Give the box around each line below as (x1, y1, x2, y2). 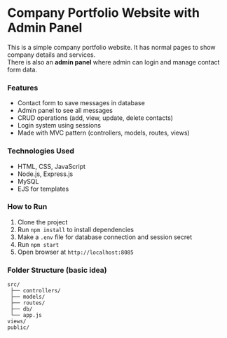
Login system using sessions (17, 121, 102, 130)
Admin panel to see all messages (17, 107, 113, 115)
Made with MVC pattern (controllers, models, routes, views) (17, 128, 191, 137)
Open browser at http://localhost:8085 (17, 248, 135, 256)
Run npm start (17, 240, 60, 248)
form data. (7, 65, 37, 74)
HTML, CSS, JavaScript (17, 162, 86, 170)
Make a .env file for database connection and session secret (17, 233, 193, 241)
